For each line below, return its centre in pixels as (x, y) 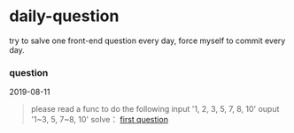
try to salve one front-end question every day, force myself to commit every (147, 41)
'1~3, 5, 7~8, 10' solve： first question (99, 120)
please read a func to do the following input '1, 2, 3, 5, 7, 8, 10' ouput (155, 109)
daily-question (64, 16)
